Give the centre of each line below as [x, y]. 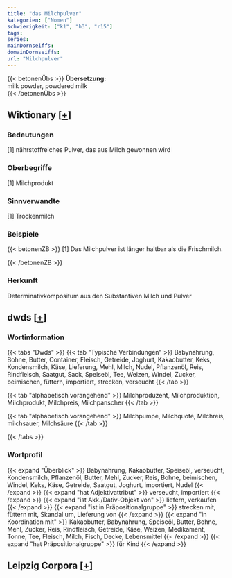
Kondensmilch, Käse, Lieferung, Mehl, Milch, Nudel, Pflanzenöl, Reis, [105, 367]
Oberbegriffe [29, 168]
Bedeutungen [30, 135]
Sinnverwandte [34, 201]
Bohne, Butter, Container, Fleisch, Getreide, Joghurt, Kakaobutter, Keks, [109, 360]
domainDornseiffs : [34, 53]
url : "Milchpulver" [35, 59]
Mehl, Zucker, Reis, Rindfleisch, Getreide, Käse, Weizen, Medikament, [106, 529]
